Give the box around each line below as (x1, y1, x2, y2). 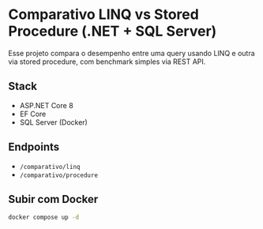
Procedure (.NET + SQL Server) (8, 22, 217, 40)
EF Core (19, 109, 47, 118)
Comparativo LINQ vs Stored (8, 6, 199, 24)
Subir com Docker (8, 192, 99, 206)
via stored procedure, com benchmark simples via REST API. (8, 57, 206, 66)
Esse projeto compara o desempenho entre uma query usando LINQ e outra (8, 48, 255, 58)
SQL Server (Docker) (19, 117, 88, 127)
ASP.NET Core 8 (19, 100, 73, 110)
